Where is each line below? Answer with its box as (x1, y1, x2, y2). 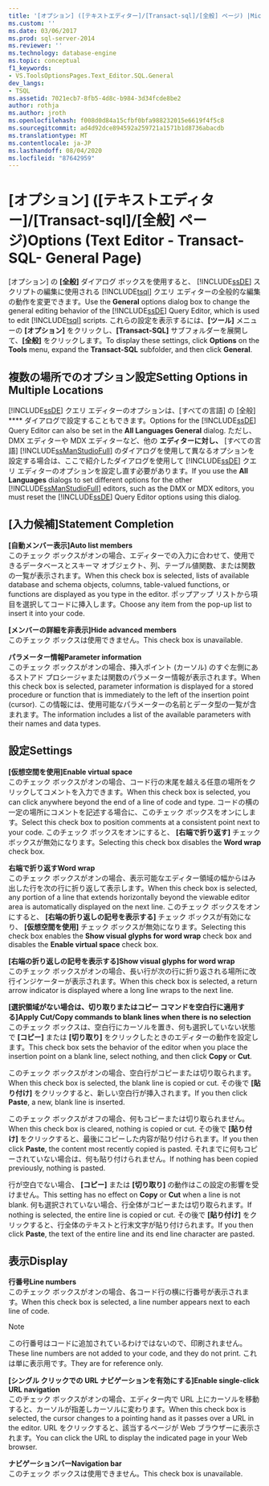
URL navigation (8, 1385, 60, 1394)
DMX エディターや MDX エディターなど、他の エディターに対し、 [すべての (8, 436, 255, 445)
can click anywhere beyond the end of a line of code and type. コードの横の (8, 797, 259, 806)
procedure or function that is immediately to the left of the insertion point (8, 689, 250, 699)
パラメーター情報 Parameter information (8, 652, 142, 661)
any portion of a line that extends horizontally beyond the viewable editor (8, 892, 251, 902)
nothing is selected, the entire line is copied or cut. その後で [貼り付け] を (8, 1210, 251, 1219)
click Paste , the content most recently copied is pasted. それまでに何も (8, 1144, 244, 1153)
